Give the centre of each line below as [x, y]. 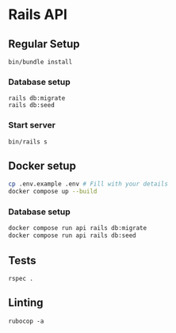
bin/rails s [28, 142]
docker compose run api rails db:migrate [78, 228]
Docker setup [42, 165]
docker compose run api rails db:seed [72, 235]
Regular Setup [44, 44]
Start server [32, 125]
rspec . [21, 279]
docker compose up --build [53, 192]
